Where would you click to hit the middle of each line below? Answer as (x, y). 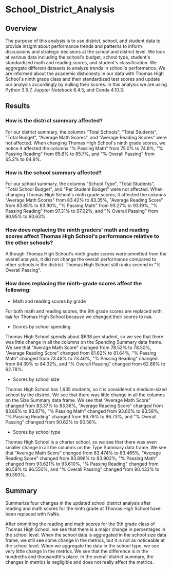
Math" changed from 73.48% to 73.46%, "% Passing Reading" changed (81, 358)
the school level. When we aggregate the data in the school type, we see (82, 546)
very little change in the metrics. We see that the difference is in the (77, 551)
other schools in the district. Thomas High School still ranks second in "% (83, 265)
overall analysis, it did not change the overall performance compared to (81, 259)
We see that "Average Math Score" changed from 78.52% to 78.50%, (78, 347)
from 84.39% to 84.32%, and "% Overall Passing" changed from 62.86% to (85, 364)
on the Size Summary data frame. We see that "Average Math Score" (78, 400)
